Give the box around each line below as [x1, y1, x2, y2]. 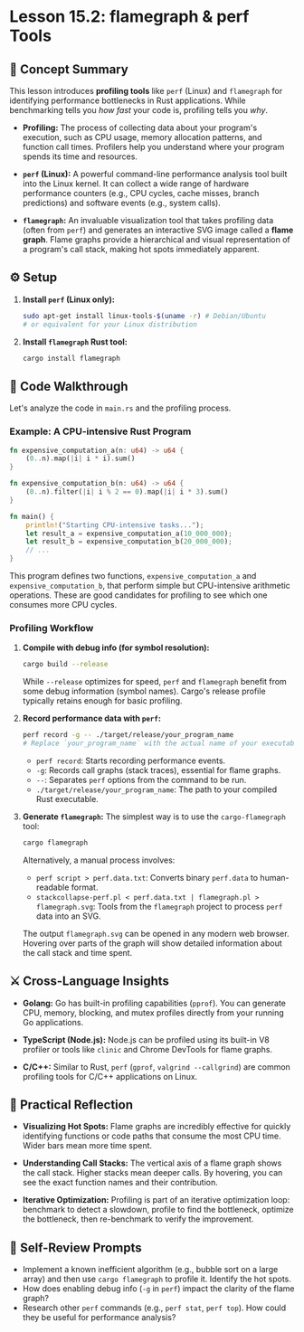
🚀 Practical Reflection [9, 1097, 134, 1113]
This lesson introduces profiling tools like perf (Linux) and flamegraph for [9, 86, 283, 96]
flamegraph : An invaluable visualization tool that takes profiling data [22, 215, 274, 225]
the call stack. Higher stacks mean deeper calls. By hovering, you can [22, 1167, 283, 1178]
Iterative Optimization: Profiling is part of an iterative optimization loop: [22, 1195, 290, 1205]
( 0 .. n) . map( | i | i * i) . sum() [25, 454, 136, 463]
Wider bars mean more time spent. [22, 1140, 152, 1151]
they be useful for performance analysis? [22, 1312, 176, 1323]
